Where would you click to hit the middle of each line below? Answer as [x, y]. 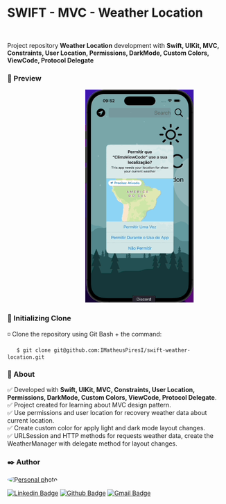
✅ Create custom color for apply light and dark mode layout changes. [106, 428]
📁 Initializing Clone [39, 318]
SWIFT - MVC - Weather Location [105, 13]
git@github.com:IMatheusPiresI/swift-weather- [122, 350]
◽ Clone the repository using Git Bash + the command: [85, 334]
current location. [31, 420]
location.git [26, 357]
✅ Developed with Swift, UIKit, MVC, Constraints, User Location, [101, 389]
